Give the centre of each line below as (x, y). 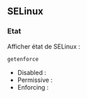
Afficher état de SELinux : (44, 46)
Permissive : (35, 80)
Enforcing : (33, 87)
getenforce (23, 59)
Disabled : (32, 72)
